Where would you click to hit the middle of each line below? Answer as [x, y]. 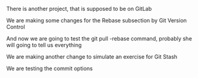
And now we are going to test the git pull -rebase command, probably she [99, 38]
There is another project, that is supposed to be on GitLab [79, 9]
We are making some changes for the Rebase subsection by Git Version [97, 20]
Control [16, 27]
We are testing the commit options [50, 68]
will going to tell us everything [44, 45]
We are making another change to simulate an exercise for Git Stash [92, 57]
